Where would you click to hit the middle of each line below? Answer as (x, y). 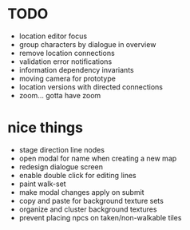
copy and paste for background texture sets (91, 200)
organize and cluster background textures (88, 209)
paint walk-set (42, 184)
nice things (45, 128)
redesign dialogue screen (61, 167)
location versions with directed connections (91, 87)
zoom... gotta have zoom (60, 95)
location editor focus (53, 36)
